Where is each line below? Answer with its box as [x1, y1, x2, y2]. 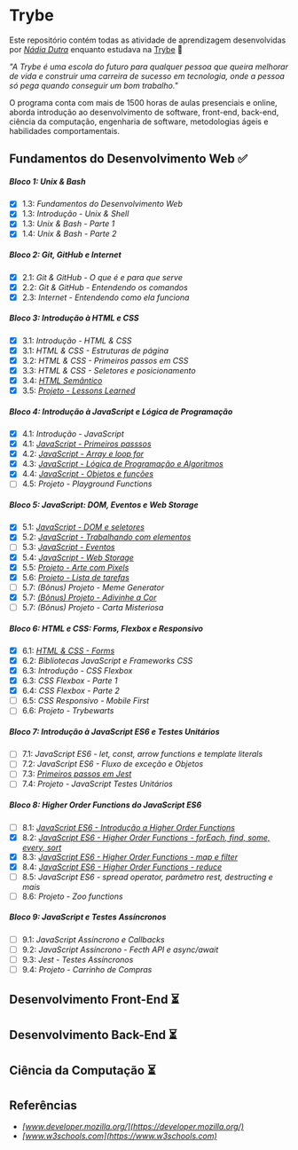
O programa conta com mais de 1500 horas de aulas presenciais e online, [9, 97, 278, 107]
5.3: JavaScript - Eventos [21, 542, 115, 553]
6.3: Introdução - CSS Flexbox [21, 666, 133, 676]
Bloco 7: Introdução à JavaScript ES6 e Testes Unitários [9, 726, 220, 736]
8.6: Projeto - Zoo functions [21, 891, 123, 902]
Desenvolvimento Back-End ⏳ [9, 1027, 177, 1043]
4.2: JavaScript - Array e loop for [21, 449, 145, 460]
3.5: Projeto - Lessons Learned [21, 385, 136, 396]
